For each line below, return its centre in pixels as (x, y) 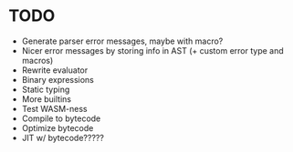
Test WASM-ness (54, 108)
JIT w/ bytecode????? (63, 137)
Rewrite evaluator (55, 70)
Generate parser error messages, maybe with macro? (122, 41)
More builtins (47, 99)
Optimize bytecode (58, 127)
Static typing (46, 89)
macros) (37, 60)
